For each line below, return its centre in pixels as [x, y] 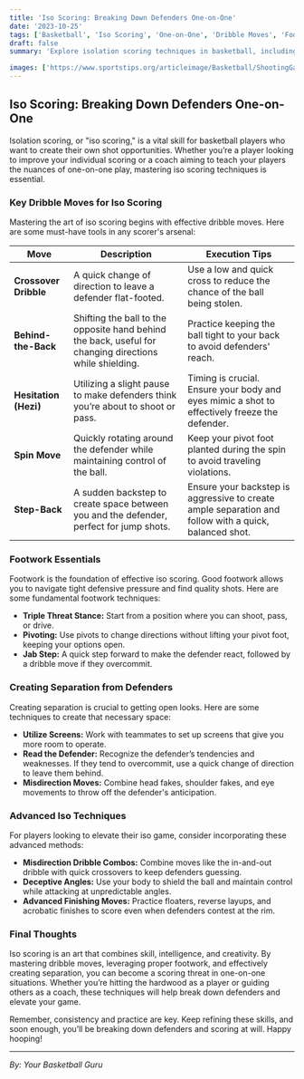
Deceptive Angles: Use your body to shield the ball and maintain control [157, 882]
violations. [209, 472]
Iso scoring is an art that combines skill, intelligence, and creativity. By [140, 954]
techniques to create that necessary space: [90, 717]
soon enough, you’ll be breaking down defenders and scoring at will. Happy [151, 1029]
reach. [201, 358]
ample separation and [234, 510]
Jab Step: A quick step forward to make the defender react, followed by [157, 654]
